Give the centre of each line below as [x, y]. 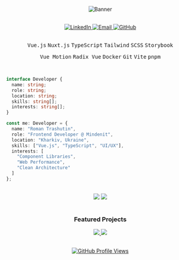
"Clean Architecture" [44, 168]
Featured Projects [100, 219]
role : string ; [29, 90]
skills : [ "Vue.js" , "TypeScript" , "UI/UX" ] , [68, 146]
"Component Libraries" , [47, 157]
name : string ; [29, 85]
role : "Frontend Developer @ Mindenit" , [62, 134]
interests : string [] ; [38, 107]
